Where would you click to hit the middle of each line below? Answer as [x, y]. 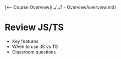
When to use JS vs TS [35, 46]
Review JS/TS [34, 27]
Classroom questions [34, 51]
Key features [25, 41]
